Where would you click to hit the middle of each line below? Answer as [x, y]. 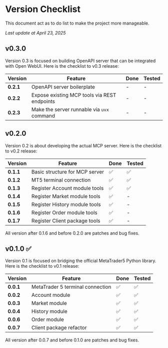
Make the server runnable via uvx [70, 109]
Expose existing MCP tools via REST [74, 95]
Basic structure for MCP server [68, 171]
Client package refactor [59, 328]
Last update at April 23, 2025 [35, 33]
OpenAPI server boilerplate [63, 87]
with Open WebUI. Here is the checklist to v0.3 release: [62, 66]
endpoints [43, 101]
